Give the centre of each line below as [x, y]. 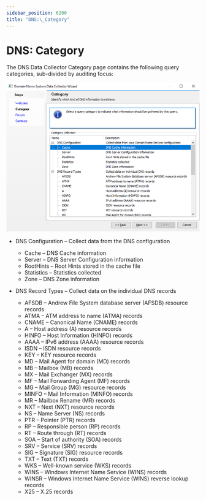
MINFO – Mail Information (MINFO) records [78, 394]
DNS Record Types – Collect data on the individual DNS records [96, 290]
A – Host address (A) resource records [73, 328]
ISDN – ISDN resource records [63, 348]
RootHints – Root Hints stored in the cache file [82, 266]
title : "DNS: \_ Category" [38, 19]
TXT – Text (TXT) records [56, 459]
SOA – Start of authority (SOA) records [73, 439]
